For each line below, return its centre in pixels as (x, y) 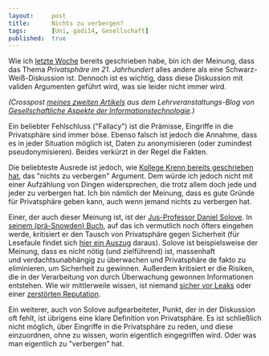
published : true (37, 38)
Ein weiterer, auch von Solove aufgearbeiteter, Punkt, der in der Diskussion (132, 309)
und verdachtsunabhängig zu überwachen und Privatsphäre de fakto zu (127, 260)
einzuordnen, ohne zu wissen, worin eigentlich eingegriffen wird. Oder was (132, 335)
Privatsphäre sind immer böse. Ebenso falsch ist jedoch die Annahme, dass (133, 135)
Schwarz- (241, 70)
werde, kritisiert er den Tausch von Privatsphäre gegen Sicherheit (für (124, 235)
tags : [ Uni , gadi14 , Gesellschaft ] (79, 31)
